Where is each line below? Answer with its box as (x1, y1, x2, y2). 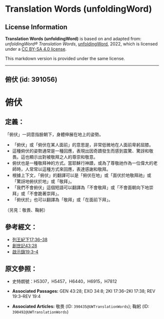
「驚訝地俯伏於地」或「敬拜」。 (12, 179, 75, 184)
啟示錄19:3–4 (12, 249, 39, 255)
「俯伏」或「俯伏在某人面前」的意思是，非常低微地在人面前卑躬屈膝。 (12, 142, 154, 148)
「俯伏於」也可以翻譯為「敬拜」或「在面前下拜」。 (12, 197, 113, 203)
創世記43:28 (12, 243, 38, 249)
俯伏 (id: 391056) (5, 76, 58, 84)
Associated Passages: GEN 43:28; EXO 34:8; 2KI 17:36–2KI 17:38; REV (12, 288, 156, 294)
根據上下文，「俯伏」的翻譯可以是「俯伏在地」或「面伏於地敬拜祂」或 (12, 172, 151, 179)
